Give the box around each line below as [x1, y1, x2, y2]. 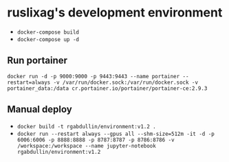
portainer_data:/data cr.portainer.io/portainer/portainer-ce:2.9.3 [7, 84, 208, 92]
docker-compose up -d [17, 36, 79, 43]
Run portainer [7, 55, 67, 67]
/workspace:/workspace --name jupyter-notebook [17, 142, 156, 149]
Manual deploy [7, 104, 72, 115]
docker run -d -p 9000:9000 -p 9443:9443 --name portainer [7, 73, 180, 80]
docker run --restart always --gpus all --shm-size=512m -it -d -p [17, 130, 215, 137]
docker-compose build [17, 29, 79, 36]
